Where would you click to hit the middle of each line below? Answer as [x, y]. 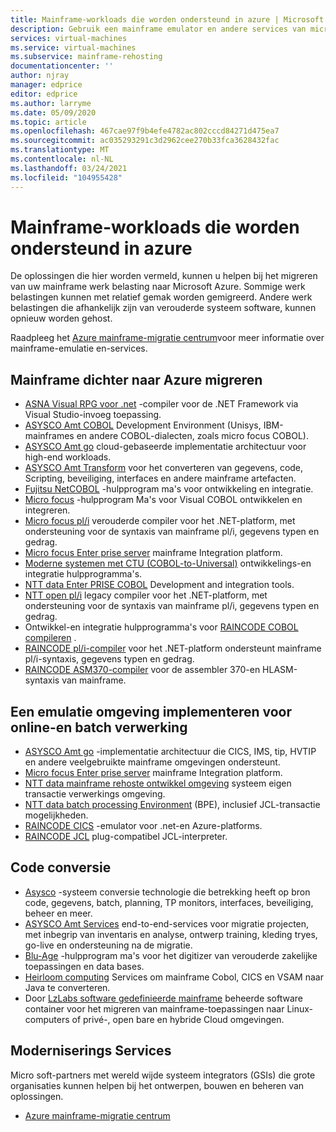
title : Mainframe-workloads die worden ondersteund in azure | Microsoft [167, 19]
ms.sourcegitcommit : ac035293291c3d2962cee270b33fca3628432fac [145, 141]
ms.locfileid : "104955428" [66, 177]
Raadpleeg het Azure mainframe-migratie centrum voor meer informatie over [167, 338]
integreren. [47, 510]
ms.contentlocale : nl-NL [62, 159]
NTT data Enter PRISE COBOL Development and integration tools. [159, 585]
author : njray [40, 76]
